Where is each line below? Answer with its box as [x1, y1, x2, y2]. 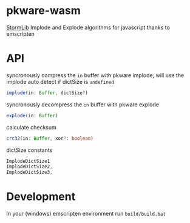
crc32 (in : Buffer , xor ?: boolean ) [6, 135, 94, 142]
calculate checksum [6, 123, 56, 131]
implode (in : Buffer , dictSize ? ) [6, 89, 88, 96]
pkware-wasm [6, 4, 81, 18]
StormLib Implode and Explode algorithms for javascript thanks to [6, 24, 170, 31]
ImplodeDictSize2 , [6, 163, 53, 170]
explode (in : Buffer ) [6, 112, 59, 118]
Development [6, 190, 76, 204]
